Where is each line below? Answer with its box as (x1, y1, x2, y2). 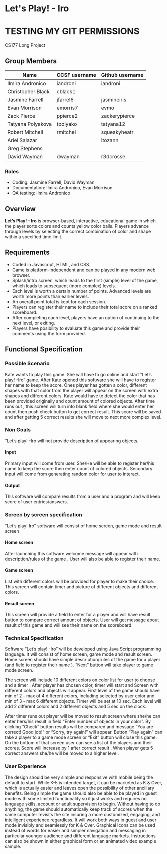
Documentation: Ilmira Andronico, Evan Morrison (12, 185, 113, 191)
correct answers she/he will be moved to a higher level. (5, 750, 119, 756)
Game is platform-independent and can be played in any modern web (12, 267, 156, 273)
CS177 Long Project (5, 42, 46, 48)
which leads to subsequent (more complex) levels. (12, 283, 116, 289)
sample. (5, 843, 21, 849)
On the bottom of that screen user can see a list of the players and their (5, 740, 152, 746)
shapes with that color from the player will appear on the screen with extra (5, 387, 158, 393)
